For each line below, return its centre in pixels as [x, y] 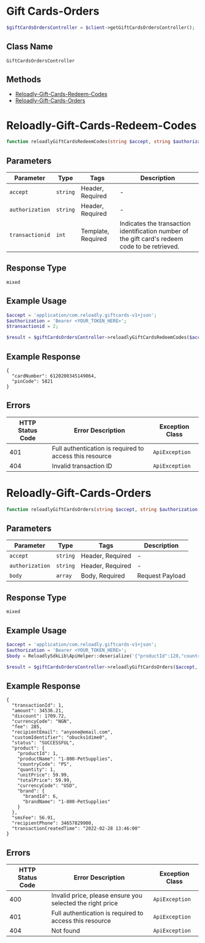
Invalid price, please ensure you [97, 896]
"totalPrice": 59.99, [45, 781]
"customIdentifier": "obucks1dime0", [60, 738]
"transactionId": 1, [38, 706]
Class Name [30, 47]
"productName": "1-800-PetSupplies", [65, 759]
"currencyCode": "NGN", [42, 721]
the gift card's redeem [152, 239]
